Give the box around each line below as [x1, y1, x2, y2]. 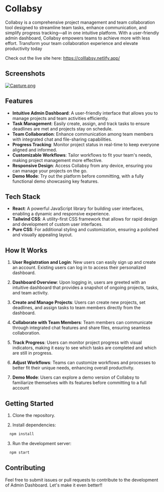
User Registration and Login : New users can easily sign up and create [12, 259, 156, 265]
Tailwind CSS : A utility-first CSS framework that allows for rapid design [12, 216, 158, 222]
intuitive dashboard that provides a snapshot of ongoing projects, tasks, [12, 285, 159, 290]
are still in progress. [12, 350, 53, 356]
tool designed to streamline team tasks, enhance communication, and [5, 24, 147, 30]
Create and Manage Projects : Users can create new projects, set [12, 299, 146, 305]
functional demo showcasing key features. [12, 178, 99, 184]
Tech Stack [5, 192, 41, 201]
